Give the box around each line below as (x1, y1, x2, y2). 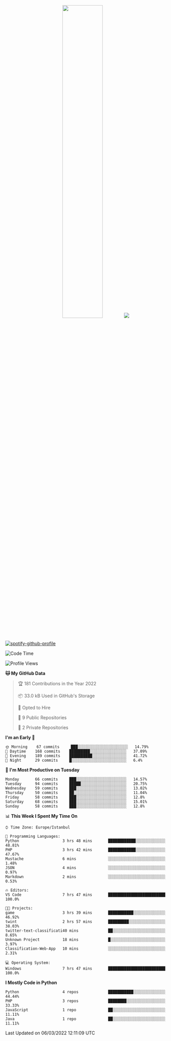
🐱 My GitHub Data (5, 670, 46, 676)
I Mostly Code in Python (5, 979, 57, 986)
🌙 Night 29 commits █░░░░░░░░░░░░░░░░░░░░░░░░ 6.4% (5, 758, 143, 763)
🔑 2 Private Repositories (17, 724, 69, 730)
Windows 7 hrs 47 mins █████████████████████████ (5, 966, 166, 971)
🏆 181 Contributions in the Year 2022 (17, 681, 97, 686)
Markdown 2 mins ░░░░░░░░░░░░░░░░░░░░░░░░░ (5, 874, 166, 879)
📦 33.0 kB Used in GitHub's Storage (17, 693, 95, 699)
